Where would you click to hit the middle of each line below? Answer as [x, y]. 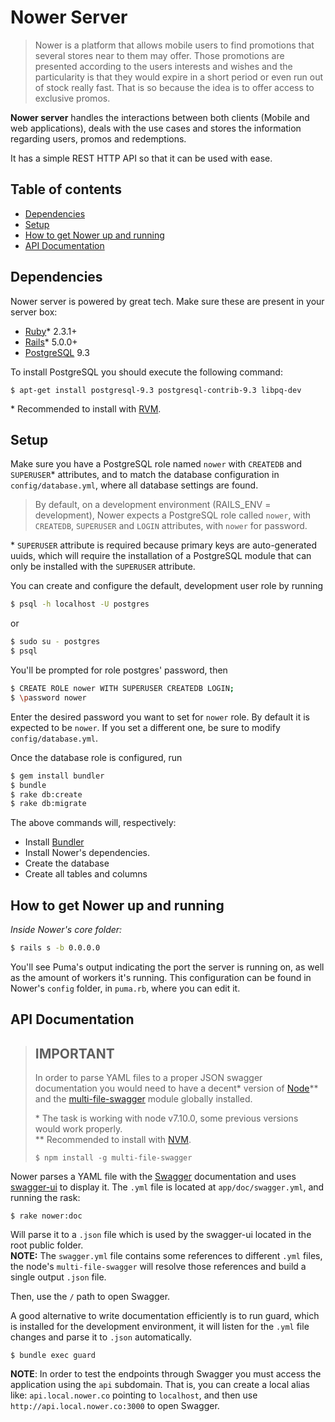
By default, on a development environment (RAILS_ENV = [153, 505]
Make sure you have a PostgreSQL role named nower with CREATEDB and [156, 464]
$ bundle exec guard [53, 1356]
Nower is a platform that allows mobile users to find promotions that [174, 45]
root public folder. [47, 1245]
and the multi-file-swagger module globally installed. [143, 1099]
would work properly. [78, 1129]
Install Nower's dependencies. [87, 853]
